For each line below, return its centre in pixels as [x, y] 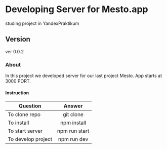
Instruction [17, 93]
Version [18, 39]
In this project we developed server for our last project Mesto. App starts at [84, 76]
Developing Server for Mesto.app [77, 9]
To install [18, 123]
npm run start [73, 131]
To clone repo [24, 115]
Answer [73, 106]
